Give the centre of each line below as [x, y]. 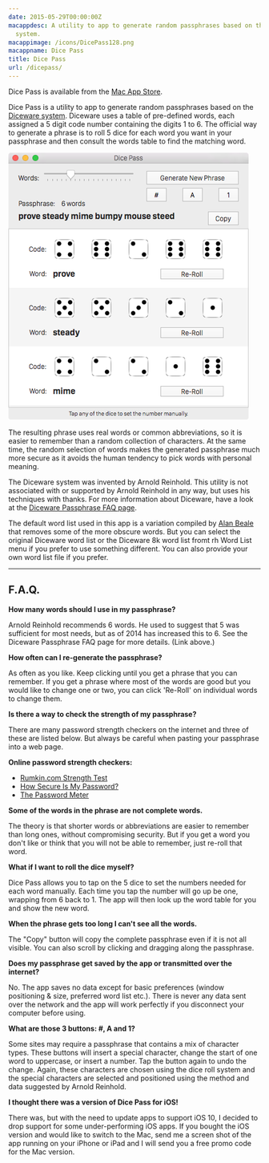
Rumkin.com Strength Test [64, 777]
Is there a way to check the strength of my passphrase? [102, 714]
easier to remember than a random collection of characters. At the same [127, 440]
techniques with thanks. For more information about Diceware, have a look [131, 499]
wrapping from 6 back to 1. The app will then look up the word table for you [132, 899]
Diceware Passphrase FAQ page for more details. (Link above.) [112, 642]
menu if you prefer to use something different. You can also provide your [128, 549]
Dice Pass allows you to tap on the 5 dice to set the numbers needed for [127, 882]
